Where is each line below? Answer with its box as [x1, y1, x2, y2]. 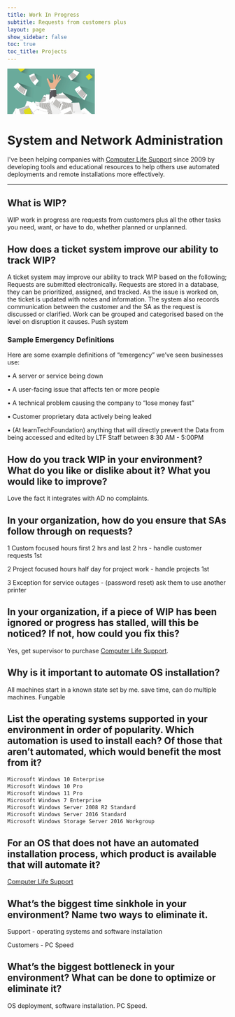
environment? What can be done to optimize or [7, 972, 216, 984]
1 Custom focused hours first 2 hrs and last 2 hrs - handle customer [7, 543, 202, 552]
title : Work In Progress [7, 11, 80, 18]
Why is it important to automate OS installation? [7, 667, 220, 678]
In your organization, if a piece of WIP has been [7, 606, 217, 618]
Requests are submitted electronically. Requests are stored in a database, [7, 280, 219, 289]
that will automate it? [7, 859, 101, 871]
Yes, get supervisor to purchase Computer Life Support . [7, 646, 169, 655]
